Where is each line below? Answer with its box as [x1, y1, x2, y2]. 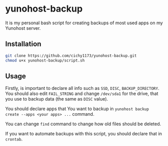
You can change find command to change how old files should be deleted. [5, 121, 161, 127]
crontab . [5, 136, 23, 142]
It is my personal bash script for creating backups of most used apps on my [5, 20, 163, 26]
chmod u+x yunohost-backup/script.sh [5, 58, 85, 63]
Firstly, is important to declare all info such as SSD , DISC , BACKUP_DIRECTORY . [5, 85, 159, 91]
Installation [5, 40, 41, 48]
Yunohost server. [5, 25, 41, 31]
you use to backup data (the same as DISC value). [5, 96, 108, 102]
